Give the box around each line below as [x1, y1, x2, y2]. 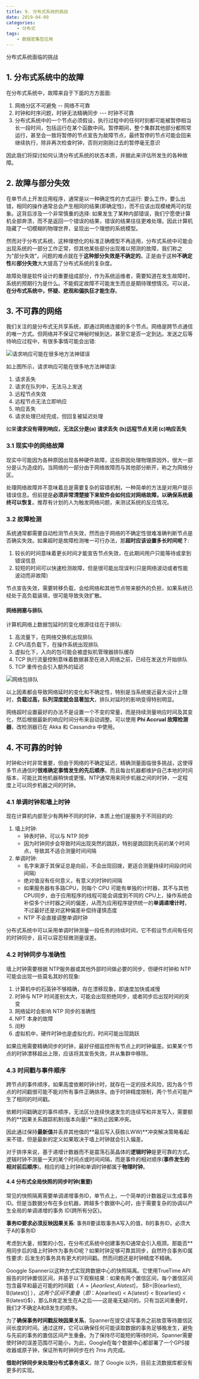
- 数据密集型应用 [17, 36, 53, 42]
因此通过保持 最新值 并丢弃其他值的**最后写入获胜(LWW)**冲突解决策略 [6, 1128, 179, 1135]
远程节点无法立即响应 [14, 398, 67, 405]
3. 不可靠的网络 [6, 306, 62, 317]
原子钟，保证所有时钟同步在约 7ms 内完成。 [21, 1346, 129, 1354]
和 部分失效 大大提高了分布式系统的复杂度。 [11, 260, 115, 267]
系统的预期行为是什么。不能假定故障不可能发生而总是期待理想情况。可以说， [6, 280, 193, 287]
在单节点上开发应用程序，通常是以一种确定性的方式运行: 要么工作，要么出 [6, 195, 185, 202]
